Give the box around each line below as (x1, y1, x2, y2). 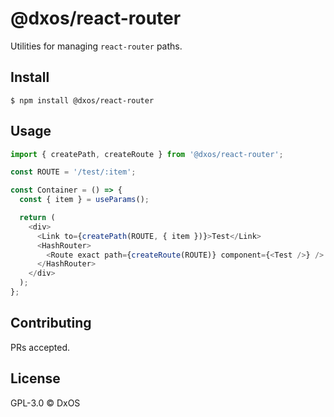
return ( (19, 213, 56, 223)
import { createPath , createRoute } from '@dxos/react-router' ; (10, 149, 284, 159)
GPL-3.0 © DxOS (10, 397, 81, 409)
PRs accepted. (10, 341, 71, 353)
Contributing (10, 315, 92, 332)
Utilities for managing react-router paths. (10, 40, 183, 52)
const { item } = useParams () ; (19, 195, 150, 205)
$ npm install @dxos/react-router (10, 95, 155, 106)
